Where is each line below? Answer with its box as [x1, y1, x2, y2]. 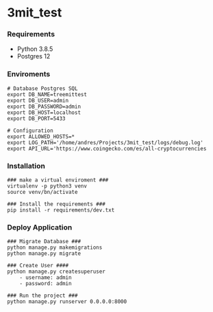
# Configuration [7, 127, 53, 134]
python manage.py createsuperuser [7, 268, 106, 276]
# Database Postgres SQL [7, 85, 78, 92]
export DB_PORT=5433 [7, 115, 66, 122]
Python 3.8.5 [16, 45, 53, 53]
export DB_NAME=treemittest [7, 91, 88, 98]
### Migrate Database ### [7, 238, 81, 245]
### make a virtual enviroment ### [7, 177, 109, 183]
